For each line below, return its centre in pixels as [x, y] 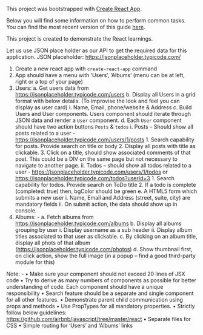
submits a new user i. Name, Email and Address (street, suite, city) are [103, 198]
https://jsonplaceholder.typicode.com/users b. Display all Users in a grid [105, 94]
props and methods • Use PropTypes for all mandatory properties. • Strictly [101, 306]
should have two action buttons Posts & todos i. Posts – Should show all [104, 127]
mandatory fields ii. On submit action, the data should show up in [96, 204]
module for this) [35, 262]
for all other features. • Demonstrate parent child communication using [95, 299]
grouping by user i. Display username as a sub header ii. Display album [104, 230]
